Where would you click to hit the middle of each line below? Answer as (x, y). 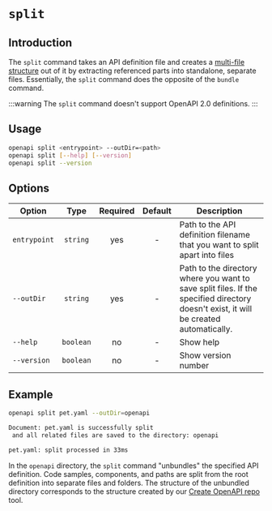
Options (29, 188)
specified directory (215, 298)
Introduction (40, 43)
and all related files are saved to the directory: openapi (115, 435)
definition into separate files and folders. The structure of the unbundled (129, 483)
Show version (205, 355)
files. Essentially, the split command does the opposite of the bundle (124, 79)
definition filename (215, 235)
